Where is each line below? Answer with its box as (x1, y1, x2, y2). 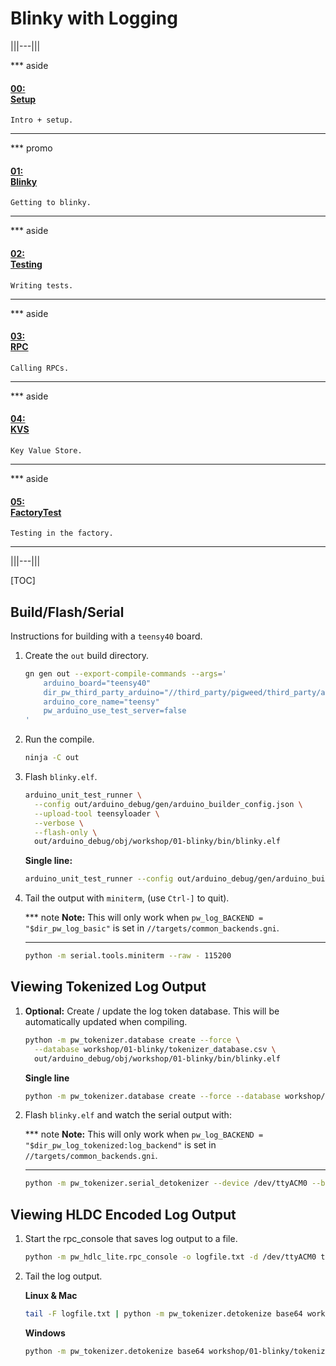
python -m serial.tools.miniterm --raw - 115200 (24, 951, 232, 961)
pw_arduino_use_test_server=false (43, 706, 187, 716)
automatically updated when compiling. (24, 1015, 188, 1027)
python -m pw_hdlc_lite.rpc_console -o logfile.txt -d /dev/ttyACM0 (24, 1252, 317, 1262)
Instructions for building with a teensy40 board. (10, 630, 203, 642)
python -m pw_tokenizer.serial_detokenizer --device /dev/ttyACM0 (24, 1178, 308, 1189)
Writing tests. (10, 280, 74, 291)
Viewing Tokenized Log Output (10, 978, 207, 996)
